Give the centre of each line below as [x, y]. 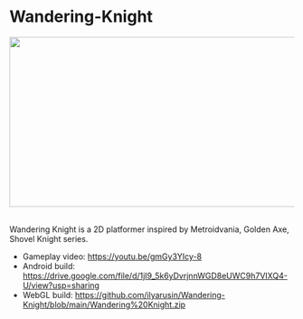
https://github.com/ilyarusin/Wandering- [151, 295]
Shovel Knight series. [49, 238]
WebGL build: [48, 295]
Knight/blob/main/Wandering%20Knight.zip [104, 304]
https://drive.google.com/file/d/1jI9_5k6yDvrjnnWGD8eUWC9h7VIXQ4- [155, 275]
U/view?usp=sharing [61, 285]
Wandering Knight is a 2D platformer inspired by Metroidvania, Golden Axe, [149, 229]
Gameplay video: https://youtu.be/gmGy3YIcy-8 [112, 256]
